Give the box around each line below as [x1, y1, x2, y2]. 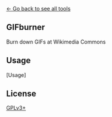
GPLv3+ [6, 104, 26, 112]
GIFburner [6, 22, 46, 32]
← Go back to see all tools [6, 5, 71, 12]
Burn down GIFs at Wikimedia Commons [6, 38, 106, 45]
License [6, 89, 37, 99]
